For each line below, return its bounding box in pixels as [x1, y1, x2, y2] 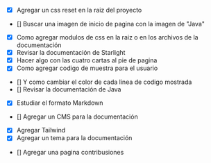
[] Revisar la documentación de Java [16, 85, 121, 94]
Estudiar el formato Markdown [16, 98, 103, 107]
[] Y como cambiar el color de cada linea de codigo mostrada [16, 78, 192, 86]
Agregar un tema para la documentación [16, 134, 133, 142]
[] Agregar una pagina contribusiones [16, 148, 124, 156]
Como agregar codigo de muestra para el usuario [16, 64, 158, 72]
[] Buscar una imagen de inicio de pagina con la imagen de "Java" [16, 20, 205, 28]
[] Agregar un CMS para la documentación [16, 112, 138, 121]
